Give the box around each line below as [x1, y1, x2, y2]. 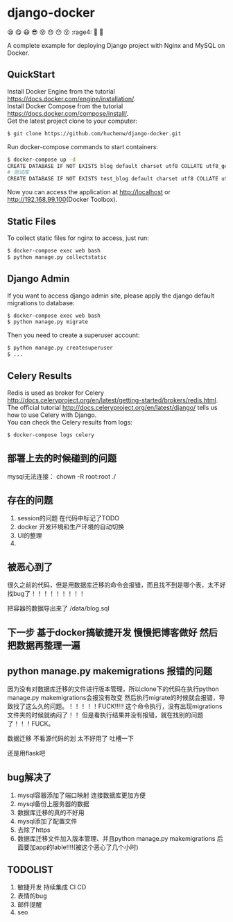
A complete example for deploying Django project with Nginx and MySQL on [7, 41, 225, 49]
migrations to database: [7, 298, 75, 307]
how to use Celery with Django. [7, 411, 97, 419]
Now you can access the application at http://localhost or [7, 188, 171, 196]
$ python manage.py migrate [7, 318, 89, 325]
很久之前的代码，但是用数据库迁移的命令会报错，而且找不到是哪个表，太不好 [7, 581, 226, 589]
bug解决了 [7, 771, 52, 783]
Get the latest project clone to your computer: [7, 117, 137, 125]
